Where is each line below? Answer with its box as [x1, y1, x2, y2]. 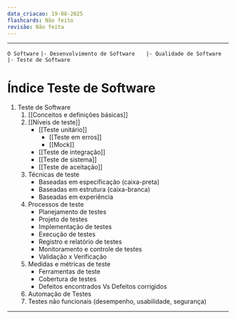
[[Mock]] [48, 141, 75, 149]
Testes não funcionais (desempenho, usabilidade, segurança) [27, 297, 207, 306]
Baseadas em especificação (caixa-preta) [38, 178, 160, 186]
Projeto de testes [38, 215, 88, 223]
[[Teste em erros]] [48, 133, 102, 141]
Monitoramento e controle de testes [38, 245, 143, 254]
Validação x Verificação [38, 252, 107, 261]
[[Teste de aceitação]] [38, 163, 103, 171]
